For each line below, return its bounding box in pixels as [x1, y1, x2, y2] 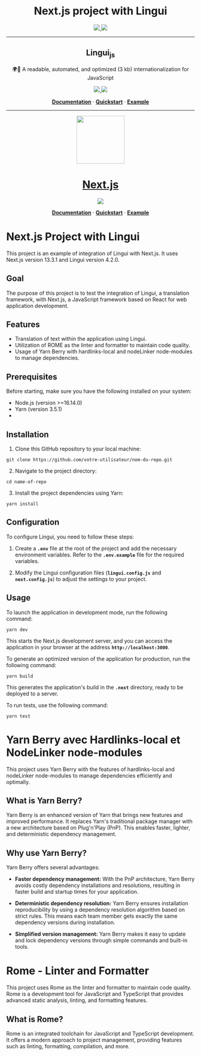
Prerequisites [6, 371, 57, 382]
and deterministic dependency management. [6, 831, 117, 838]
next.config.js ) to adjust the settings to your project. [14, 575, 147, 582]
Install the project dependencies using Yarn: [14, 489, 124, 497]
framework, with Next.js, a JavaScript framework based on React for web [6, 295, 187, 303]
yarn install [6, 501, 39, 507]
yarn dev [6, 627, 28, 633]
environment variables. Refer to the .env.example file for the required [14, 551, 184, 558]
